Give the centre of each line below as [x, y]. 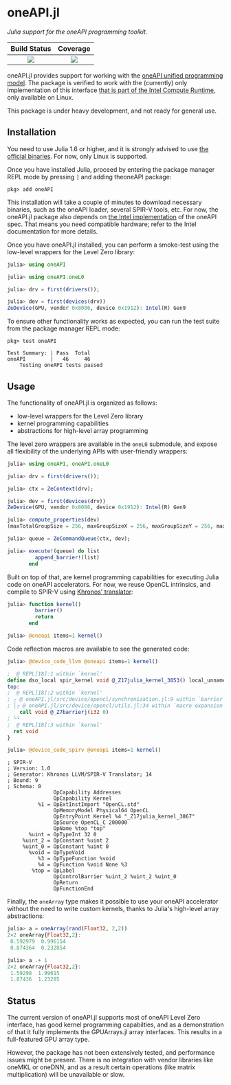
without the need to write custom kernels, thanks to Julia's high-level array [113, 909]
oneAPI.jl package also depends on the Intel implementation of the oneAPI [112, 216]
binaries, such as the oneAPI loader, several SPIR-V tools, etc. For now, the [113, 209]
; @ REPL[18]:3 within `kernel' [55, 725]
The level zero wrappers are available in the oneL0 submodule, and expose [112, 444]
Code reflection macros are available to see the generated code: [98, 649]
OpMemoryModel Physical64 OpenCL [101, 811]
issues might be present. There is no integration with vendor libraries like [110, 1060]
